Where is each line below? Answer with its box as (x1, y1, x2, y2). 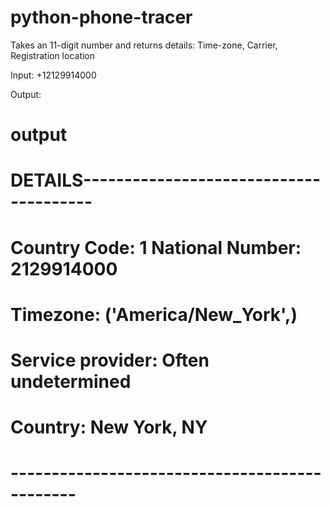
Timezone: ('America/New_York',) (10, 303, 298, 326)
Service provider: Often (10, 349, 210, 371)
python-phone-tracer (10, 6, 193, 29)
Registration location (10, 49, 96, 61)
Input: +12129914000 (10, 69, 97, 81)
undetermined (10, 370, 132, 393)
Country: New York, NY (10, 416, 208, 439)
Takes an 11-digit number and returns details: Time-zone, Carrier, (10, 39, 278, 51)
